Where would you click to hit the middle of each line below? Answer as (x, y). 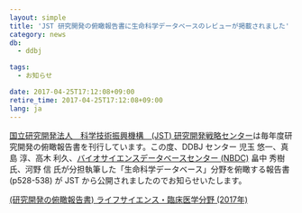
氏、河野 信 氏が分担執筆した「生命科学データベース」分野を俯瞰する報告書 (150, 169)
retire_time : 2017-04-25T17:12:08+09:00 (87, 100)
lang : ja (26, 109)
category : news (38, 34)
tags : (19, 67)
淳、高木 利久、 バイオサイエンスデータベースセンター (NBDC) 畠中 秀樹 (152, 157)
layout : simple (38, 18)
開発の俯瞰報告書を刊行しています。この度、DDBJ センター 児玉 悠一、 (149, 146)
